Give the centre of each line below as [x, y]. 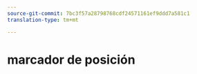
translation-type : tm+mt [43, 20]
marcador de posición [72, 60]
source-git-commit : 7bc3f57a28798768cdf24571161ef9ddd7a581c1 [98, 13]
